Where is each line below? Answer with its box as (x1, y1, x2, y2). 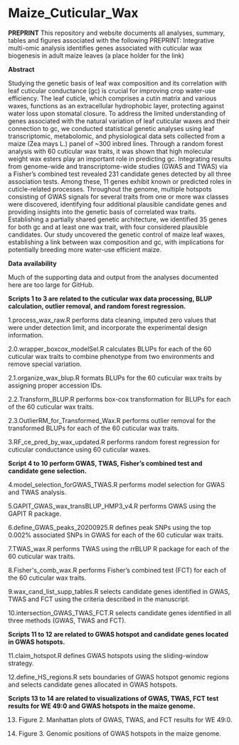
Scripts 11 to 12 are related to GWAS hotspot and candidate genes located (8, 630, 229, 638)
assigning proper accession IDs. (8, 381, 102, 390)
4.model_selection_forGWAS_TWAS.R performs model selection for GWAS (8, 480, 225, 489)
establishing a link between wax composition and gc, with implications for (8, 237, 225, 246)
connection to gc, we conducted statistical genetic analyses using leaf (8, 124, 215, 132)
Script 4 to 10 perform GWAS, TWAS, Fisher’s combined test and (8, 459, 203, 467)
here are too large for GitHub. (8, 280, 95, 289)
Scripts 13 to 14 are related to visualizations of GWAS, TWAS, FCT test (8, 694, 219, 702)
